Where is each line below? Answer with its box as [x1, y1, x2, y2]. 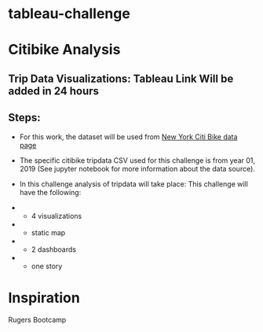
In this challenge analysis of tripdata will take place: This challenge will [19, 179, 249, 189]
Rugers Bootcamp [8, 315, 67, 324]
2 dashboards [31, 245, 77, 254]
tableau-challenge [8, 5, 131, 23]
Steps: [8, 111, 41, 124]
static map [31, 227, 66, 237]
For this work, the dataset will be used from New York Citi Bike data [19, 131, 238, 142]
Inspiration [8, 289, 80, 307]
